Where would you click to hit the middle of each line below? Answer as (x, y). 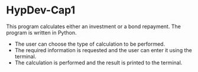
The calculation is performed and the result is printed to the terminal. (98, 63)
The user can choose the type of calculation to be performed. (90, 44)
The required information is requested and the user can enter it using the (103, 50)
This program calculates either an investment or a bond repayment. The (94, 26)
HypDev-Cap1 (41, 10)
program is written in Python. (41, 32)
